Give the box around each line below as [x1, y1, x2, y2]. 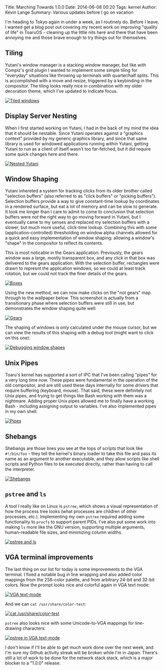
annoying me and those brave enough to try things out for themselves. [5, 34, 147, 40]
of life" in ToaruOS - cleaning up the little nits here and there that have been [5, 30, 158, 35]
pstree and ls [5, 490, 47, 499]
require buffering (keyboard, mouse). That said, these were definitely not [5, 387, 152, 393]
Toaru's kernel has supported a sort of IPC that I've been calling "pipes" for [5, 372, 157, 378]
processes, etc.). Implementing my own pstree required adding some [5, 513, 144, 519]
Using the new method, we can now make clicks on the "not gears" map [5, 290, 151, 296]
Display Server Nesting [5, 112, 77, 120]
